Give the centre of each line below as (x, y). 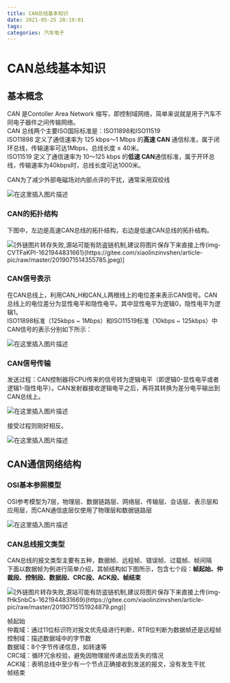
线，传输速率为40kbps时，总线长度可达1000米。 (76, 165)
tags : (15, 26)
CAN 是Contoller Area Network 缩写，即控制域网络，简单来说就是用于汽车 (111, 114)
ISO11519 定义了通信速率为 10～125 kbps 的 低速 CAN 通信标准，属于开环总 (111, 157)
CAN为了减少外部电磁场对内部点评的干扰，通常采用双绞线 (89, 180)
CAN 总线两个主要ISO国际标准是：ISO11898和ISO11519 (84, 131)
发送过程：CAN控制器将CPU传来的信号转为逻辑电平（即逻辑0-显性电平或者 (113, 380)
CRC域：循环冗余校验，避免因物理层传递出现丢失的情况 (86, 656)
